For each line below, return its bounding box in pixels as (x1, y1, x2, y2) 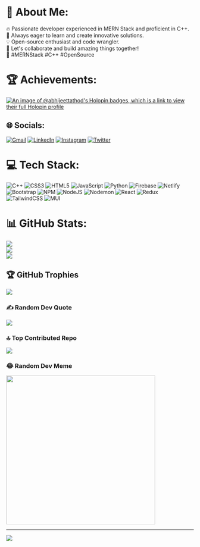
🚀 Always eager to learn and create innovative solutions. (6, 32, 144, 39)
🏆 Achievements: (6, 73, 97, 87)
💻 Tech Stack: (6, 158, 80, 171)
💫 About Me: (6, 5, 69, 19)
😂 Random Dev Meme (6, 361, 73, 370)
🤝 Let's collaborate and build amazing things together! (6, 45, 139, 52)
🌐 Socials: (6, 120, 45, 130)
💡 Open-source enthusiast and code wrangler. (6, 38, 120, 45)
